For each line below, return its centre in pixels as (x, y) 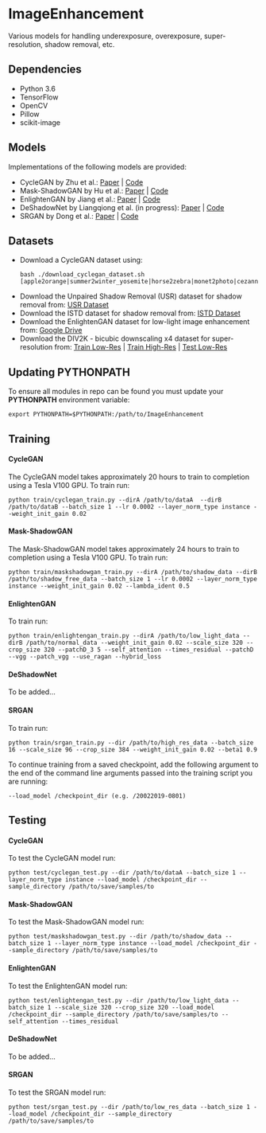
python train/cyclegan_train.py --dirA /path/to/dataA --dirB (115, 500)
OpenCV (34, 105)
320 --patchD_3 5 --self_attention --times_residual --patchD (148, 650)
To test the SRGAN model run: (57, 1092)
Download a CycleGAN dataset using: (81, 260)
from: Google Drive (51, 330)
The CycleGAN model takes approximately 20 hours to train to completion (129, 477)
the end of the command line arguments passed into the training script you (130, 772)
